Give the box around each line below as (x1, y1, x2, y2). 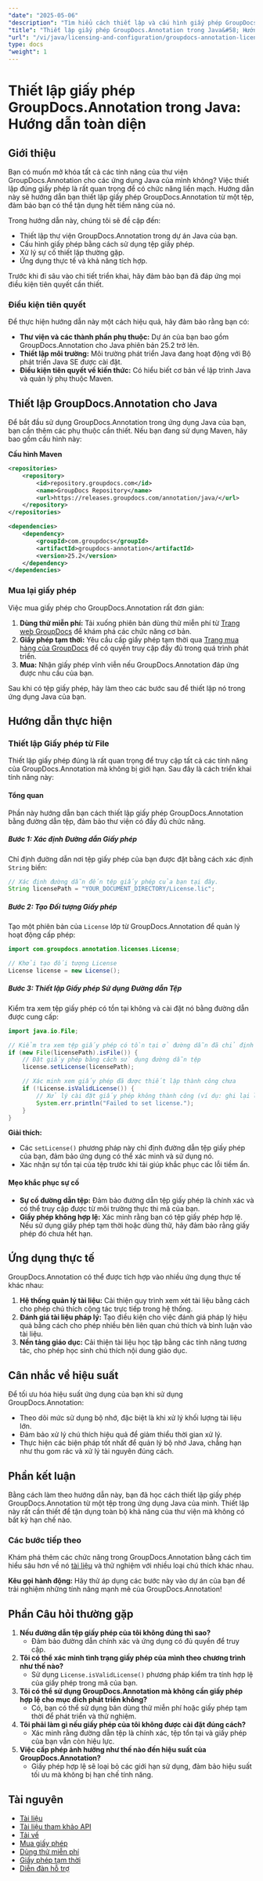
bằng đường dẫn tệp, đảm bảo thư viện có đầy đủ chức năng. (8, 816, 206, 825)
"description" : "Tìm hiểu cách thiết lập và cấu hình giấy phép (8, 19, 222, 27)
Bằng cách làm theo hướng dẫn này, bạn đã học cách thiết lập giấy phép (8, 1490, 241, 1500)
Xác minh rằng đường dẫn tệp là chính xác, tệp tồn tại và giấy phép (31, 1729, 247, 1738)
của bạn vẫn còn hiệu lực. (31, 1736, 115, 1746)
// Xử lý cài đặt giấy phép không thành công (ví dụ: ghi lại (36, 1092, 250, 1100)
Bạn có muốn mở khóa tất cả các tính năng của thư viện (8, 167, 189, 177)
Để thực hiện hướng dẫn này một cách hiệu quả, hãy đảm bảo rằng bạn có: (8, 317, 250, 327)
